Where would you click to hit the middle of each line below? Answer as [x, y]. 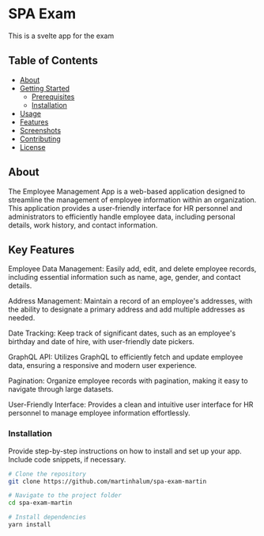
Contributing [40, 139]
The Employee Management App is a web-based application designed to [127, 191]
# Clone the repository [47, 474]
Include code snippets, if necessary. [67, 459]
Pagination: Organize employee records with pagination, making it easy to [128, 381]
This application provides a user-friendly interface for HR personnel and [125, 208]
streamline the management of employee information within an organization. [132, 200]
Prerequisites [53, 97]
